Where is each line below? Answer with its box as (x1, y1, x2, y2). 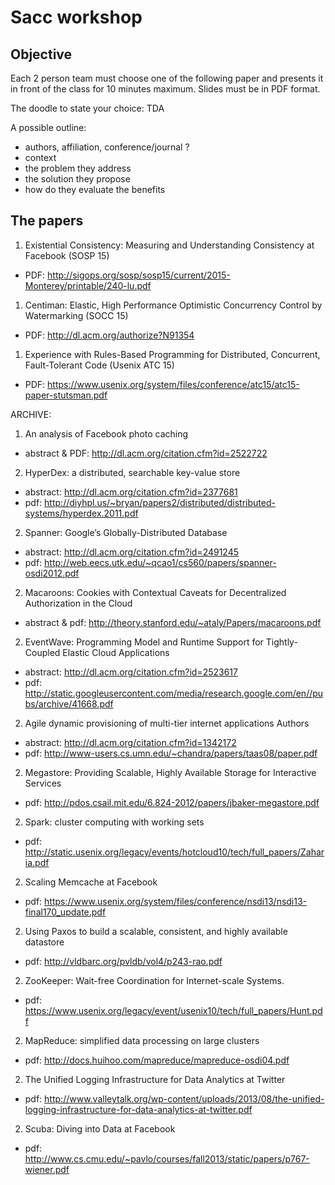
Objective (10, 46, 73, 63)
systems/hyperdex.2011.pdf (24, 507, 139, 519)
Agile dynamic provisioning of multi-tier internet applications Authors (24, 717, 310, 729)
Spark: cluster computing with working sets (24, 816, 205, 828)
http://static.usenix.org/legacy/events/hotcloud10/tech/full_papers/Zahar (24, 846, 325, 858)
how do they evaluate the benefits (24, 184, 166, 195)
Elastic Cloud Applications (62, 646, 170, 658)
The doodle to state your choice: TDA (10, 102, 165, 114)
